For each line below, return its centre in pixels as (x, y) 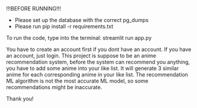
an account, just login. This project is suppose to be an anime (81, 55)
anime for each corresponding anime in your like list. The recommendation (97, 74)
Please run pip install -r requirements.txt (64, 26)
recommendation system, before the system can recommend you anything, (98, 62)
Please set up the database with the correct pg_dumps (82, 20)
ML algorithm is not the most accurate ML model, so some (77, 81)
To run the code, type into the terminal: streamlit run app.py (79, 38)
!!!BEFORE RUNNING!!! (34, 9)
